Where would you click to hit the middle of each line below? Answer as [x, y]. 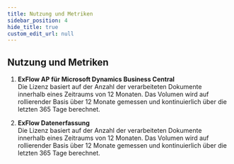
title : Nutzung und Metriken [50, 14]
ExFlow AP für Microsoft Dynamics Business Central [96, 79]
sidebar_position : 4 [38, 20]
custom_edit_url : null [41, 34]
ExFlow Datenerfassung [54, 123]
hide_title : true [33, 27]
